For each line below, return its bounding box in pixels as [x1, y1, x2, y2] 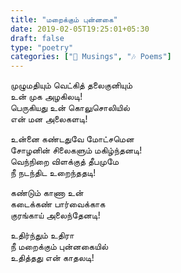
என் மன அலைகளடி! [10, 113, 88, 125]
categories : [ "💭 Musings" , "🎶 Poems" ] [10, 52, 172, 62]
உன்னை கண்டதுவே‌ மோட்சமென [10, 133, 135, 145]
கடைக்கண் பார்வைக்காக [10, 198, 106, 210]
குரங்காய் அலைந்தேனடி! [10, 209, 101, 221]
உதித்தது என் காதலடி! [10, 252, 95, 264]
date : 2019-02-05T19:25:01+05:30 [10, 24, 150, 34]
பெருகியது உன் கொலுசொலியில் [10, 102, 130, 114]
